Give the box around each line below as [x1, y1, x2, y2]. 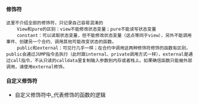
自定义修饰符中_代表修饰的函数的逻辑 [14, 92, 106, 99]
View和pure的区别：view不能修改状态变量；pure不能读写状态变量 [17, 27, 156, 32]
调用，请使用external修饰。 [6, 64, 68, 70]
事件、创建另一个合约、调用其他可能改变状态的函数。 [6, 39, 117, 45]
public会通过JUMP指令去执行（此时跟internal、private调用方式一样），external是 [6, 51, 188, 57]
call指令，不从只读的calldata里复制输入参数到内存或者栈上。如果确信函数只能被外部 [10, 58, 192, 64]
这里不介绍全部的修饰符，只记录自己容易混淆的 [6, 20, 104, 26]
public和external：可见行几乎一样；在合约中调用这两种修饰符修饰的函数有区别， [17, 45, 191, 51]
